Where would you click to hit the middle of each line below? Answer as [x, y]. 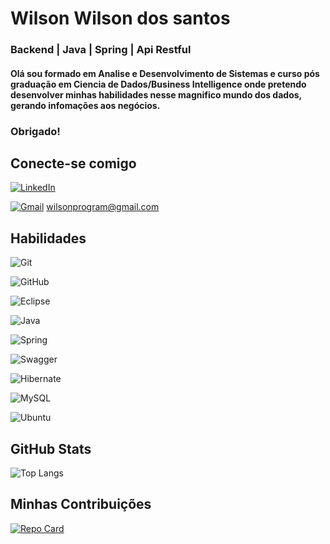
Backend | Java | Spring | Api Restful [101, 50]
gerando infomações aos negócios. [85, 105]
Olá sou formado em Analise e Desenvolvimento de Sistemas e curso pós [165, 73]
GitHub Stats [51, 448]
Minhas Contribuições [81, 504]
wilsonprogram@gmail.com [103, 207]
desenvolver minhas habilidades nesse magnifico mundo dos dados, [156, 94]
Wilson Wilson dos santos [120, 18]
